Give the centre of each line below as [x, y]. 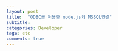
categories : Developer [34, 28]
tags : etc [18, 33]
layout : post [22, 11]
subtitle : [18, 22]
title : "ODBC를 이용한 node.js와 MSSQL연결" [59, 17]
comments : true [25, 39]
